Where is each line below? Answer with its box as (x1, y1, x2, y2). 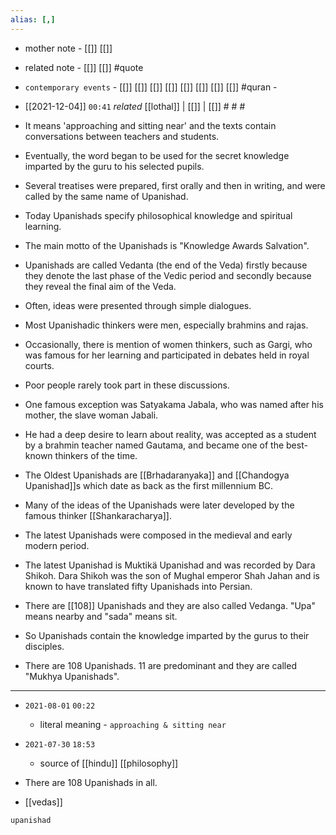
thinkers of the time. (54, 449, 138, 461)
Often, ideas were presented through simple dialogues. (24, 299, 252, 311)
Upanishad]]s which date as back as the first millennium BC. (24, 479, 274, 491)
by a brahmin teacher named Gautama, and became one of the (24, 439, 285, 451)
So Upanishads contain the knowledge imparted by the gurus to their (24, 629, 310, 641)
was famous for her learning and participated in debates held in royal (24, 349, 310, 361)
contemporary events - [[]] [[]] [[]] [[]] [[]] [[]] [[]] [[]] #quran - (24, 81, 278, 93)
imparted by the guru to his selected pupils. (24, 160, 205, 172)
